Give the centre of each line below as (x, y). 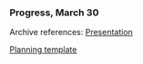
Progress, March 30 (54, 13)
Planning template (43, 50)
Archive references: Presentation (71, 32)
